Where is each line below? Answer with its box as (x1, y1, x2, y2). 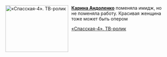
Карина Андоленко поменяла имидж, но (71, 5, 162, 11)
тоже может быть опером (71, 16, 128, 22)
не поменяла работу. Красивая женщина (71, 10, 161, 16)
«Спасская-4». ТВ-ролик (71, 25, 127, 32)
